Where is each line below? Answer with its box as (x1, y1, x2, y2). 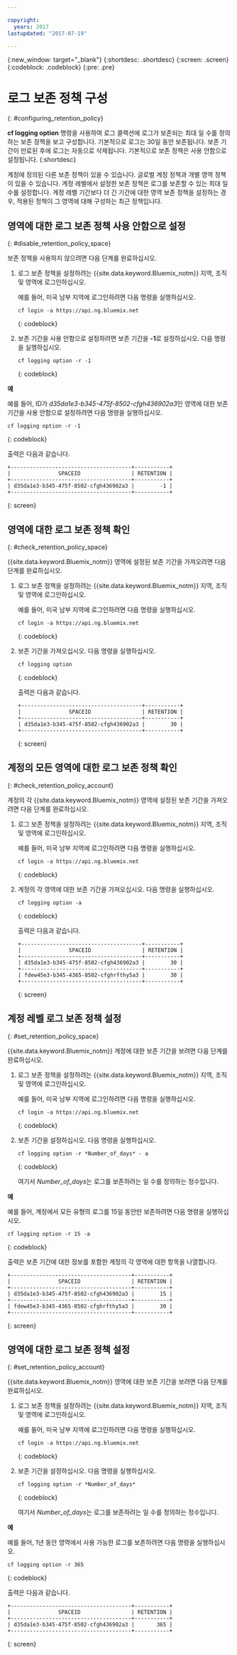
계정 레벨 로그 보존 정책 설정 (7, 1013, 122, 1025)
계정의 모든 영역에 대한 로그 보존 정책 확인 (7, 761, 177, 774)
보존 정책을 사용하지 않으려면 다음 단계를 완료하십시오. (7, 254, 158, 263)
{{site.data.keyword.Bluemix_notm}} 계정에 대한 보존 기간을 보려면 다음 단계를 (7, 1046, 228, 1055)
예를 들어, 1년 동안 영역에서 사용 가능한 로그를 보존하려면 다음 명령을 (7, 1539, 195, 1547)
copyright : (7, 16, 40, 23)
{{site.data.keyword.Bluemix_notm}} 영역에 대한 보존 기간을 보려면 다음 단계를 (7, 1377, 228, 1386)
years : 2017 (13, 23, 50, 31)
